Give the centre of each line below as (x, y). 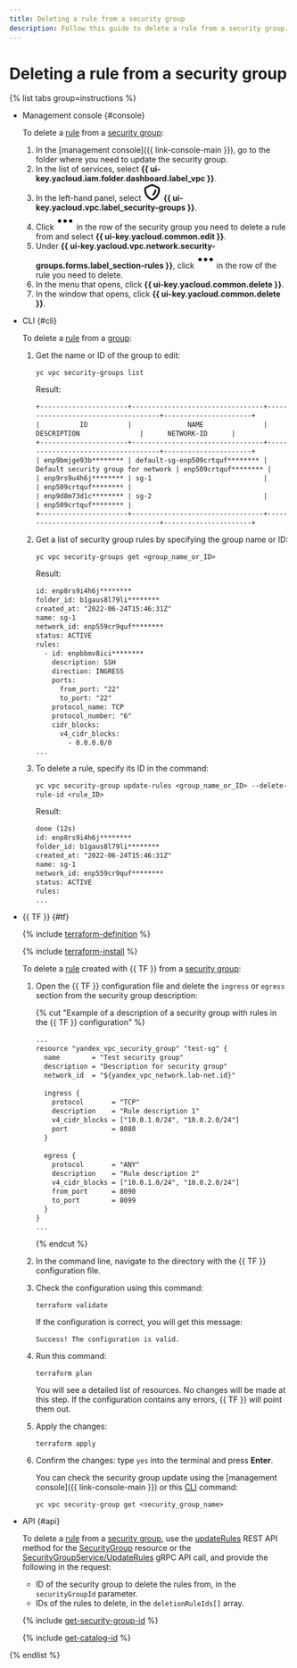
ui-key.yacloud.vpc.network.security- (143, 246)
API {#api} (41, 1522)
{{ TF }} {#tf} (45, 917)
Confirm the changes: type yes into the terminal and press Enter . (154, 1461)
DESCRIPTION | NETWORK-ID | (136, 434)
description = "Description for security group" (136, 1067)
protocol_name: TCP (88, 707)
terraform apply (66, 1444)
